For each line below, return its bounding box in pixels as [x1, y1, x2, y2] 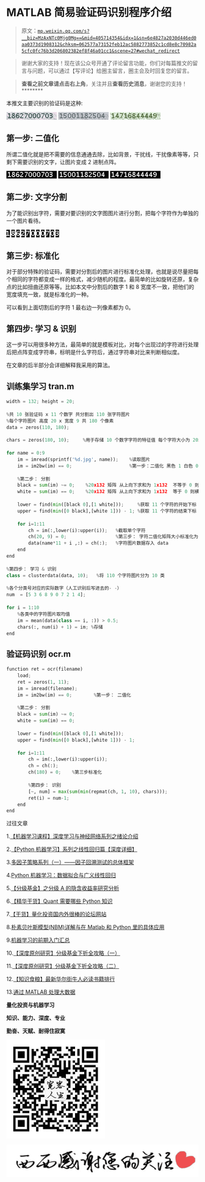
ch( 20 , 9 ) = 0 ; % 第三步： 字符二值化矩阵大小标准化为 [28, 534, 198, 540]
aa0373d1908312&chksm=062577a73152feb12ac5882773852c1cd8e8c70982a [21, 41, 196, 48]
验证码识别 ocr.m [6, 649, 71, 659]
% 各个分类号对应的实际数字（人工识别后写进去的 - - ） [6, 585, 122, 591]
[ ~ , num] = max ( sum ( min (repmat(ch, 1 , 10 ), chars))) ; [28, 789, 168, 795]
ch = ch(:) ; [28, 763, 59, 769]
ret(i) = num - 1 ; [28, 795, 70, 801]
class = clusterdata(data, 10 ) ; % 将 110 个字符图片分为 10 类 [6, 572, 165, 578]
